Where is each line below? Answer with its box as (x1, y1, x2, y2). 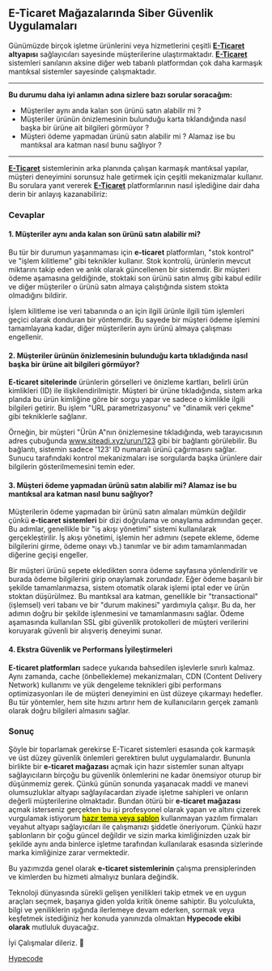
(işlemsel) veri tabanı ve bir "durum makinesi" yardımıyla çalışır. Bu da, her (8, 600, 257, 610)
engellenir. (8, 332, 44, 341)
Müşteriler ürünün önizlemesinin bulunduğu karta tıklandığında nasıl (19, 113, 247, 124)
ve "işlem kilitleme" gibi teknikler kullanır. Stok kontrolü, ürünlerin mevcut (8, 255, 251, 266)
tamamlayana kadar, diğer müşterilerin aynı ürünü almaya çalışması (8, 323, 232, 333)
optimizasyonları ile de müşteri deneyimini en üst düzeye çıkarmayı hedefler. (8, 688, 263, 698)
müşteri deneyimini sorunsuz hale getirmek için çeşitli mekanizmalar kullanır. (8, 172, 264, 182)
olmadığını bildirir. (8, 290, 67, 300)
